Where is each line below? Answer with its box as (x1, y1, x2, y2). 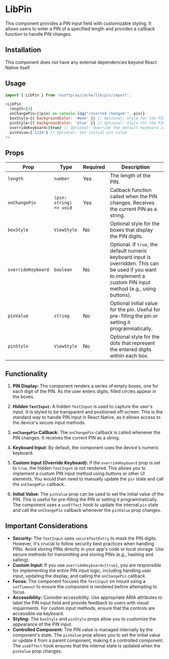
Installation (5, 46, 41, 54)
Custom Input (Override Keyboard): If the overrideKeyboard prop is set (12, 460, 161, 466)
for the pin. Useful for (110, 306, 160, 313)
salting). (12, 556, 30, 562)
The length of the (110, 172, 151, 179)
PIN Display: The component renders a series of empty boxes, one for (12, 383, 158, 389)
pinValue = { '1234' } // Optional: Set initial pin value (10, 130, 127, 135)
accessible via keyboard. (12, 610, 64, 617)
